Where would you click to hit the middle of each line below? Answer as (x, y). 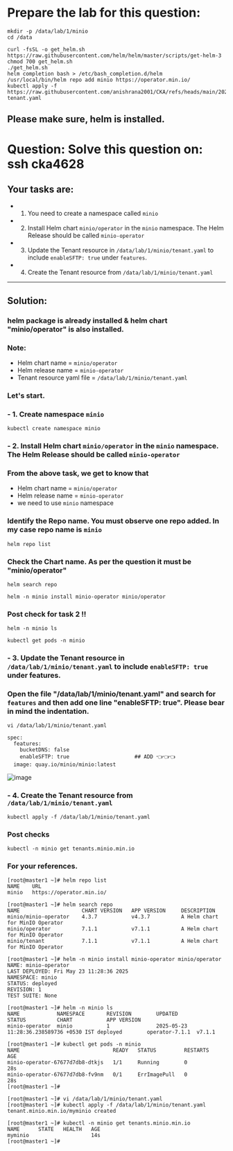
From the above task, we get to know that (78, 473)
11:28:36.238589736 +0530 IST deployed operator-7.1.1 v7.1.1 (111, 1032)
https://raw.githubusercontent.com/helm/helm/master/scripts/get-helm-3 (114, 56)
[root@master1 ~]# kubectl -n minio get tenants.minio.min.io (99, 1123)
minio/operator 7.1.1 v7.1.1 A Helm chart (113, 929)
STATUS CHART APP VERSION (74, 1020)
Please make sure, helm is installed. (86, 119)
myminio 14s (54, 1136)
